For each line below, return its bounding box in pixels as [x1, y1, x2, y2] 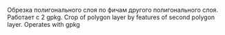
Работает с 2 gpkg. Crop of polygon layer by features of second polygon [7, 13, 215, 21]
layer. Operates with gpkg [7, 21, 81, 28]
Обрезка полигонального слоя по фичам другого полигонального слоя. [7, 6, 219, 14]
